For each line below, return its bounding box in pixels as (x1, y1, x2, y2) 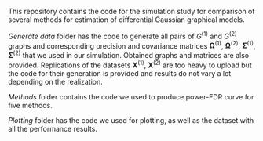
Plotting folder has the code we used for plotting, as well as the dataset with (8, 115, 254, 125)
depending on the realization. (8, 77, 104, 86)
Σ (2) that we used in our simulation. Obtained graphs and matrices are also (8, 49, 250, 60)
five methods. (8, 100, 53, 110)
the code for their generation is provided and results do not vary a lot (8, 68, 232, 78)
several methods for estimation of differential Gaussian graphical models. (8, 15, 245, 24)
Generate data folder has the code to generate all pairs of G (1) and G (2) (8, 31, 237, 41)
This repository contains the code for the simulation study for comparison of (8, 7, 255, 16)
